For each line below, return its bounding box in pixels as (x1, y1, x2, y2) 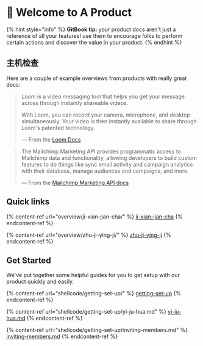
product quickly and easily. (6, 278, 74, 286)
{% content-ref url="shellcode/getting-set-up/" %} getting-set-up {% (6, 290, 182, 297)
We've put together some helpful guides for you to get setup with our (6, 272, 180, 279)
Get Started (6, 255, 51, 265)
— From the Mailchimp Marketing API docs (21, 179, 129, 186)
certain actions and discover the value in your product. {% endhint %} (6, 38, 182, 46)
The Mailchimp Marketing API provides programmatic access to (21, 148, 182, 155)
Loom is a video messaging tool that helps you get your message (21, 93, 185, 100)
